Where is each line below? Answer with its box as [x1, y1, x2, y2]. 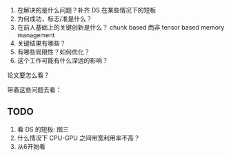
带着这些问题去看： [7, 85, 62, 94]
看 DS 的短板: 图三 [17, 125, 69, 133]
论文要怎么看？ [7, 71, 50, 79]
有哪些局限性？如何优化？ [17, 48, 90, 56]
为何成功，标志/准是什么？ [17, 14, 92, 23]
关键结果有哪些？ [17, 39, 66, 47]
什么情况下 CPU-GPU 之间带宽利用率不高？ [17, 134, 140, 142]
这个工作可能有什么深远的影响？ [17, 56, 108, 64]
